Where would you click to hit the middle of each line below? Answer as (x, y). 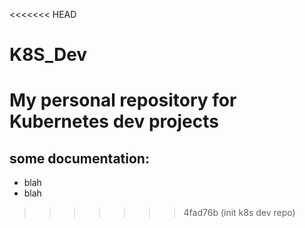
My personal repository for (123, 100)
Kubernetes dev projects (114, 121)
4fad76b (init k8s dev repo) (239, 213)
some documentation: (79, 158)
